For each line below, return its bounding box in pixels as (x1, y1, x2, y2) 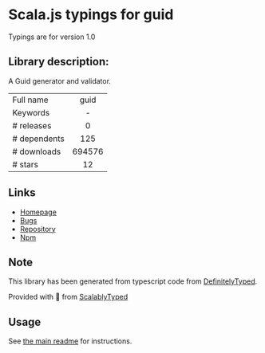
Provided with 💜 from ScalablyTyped (8, 292, 129, 302)
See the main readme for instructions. (8, 336, 132, 346)
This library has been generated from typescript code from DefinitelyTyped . (8, 277, 258, 286)
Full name (12, 94, 49, 105)
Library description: (8, 55, 109, 69)
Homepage (19, 207, 57, 217)
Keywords (12, 107, 50, 118)
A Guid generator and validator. (8, 76, 112, 85)
